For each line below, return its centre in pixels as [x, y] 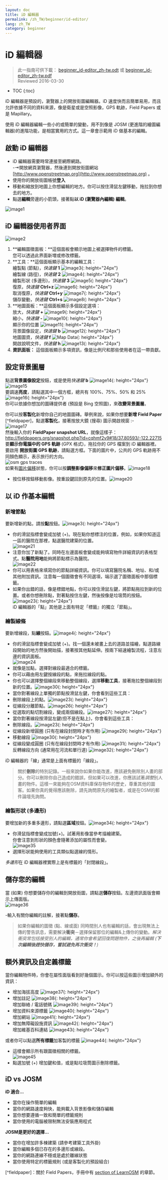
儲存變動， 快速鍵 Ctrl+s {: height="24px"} [66, 299]
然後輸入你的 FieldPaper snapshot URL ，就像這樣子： [61, 432]
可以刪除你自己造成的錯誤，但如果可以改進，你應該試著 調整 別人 [97, 778]
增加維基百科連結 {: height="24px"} [61, 1030]
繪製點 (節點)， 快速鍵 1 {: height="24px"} [65, 268]
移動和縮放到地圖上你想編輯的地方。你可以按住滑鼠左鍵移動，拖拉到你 [85, 186]
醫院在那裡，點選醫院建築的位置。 [61, 541]
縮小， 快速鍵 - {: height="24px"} [57, 318]
